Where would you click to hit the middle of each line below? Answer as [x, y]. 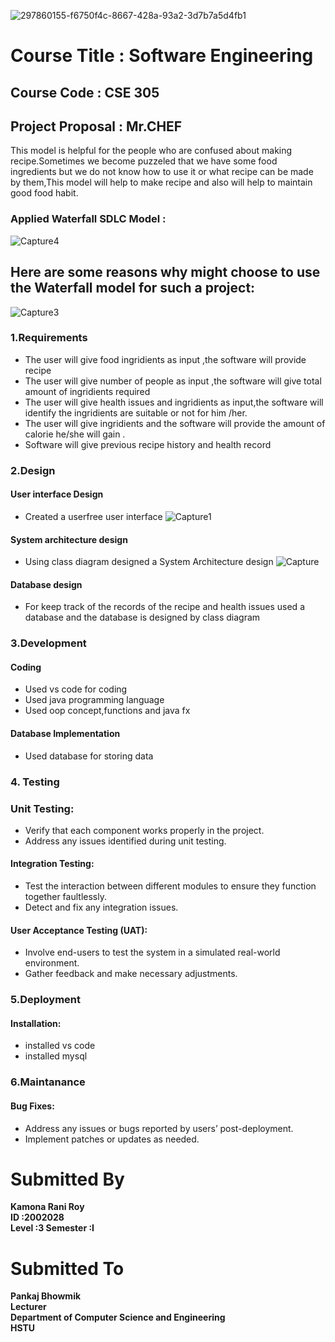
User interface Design [57, 494]
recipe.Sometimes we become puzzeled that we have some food [144, 161]
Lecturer [28, 1307]
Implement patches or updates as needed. [112, 1139]
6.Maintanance [48, 1082]
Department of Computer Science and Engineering [118, 1317]
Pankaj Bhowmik [46, 1296]
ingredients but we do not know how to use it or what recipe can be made [162, 172]
